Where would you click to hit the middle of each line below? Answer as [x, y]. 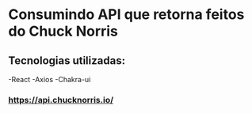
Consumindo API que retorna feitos [126, 15]
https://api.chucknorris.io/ [61, 100]
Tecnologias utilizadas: [67, 60]
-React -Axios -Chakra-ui [50, 79]
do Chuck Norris [63, 31]
